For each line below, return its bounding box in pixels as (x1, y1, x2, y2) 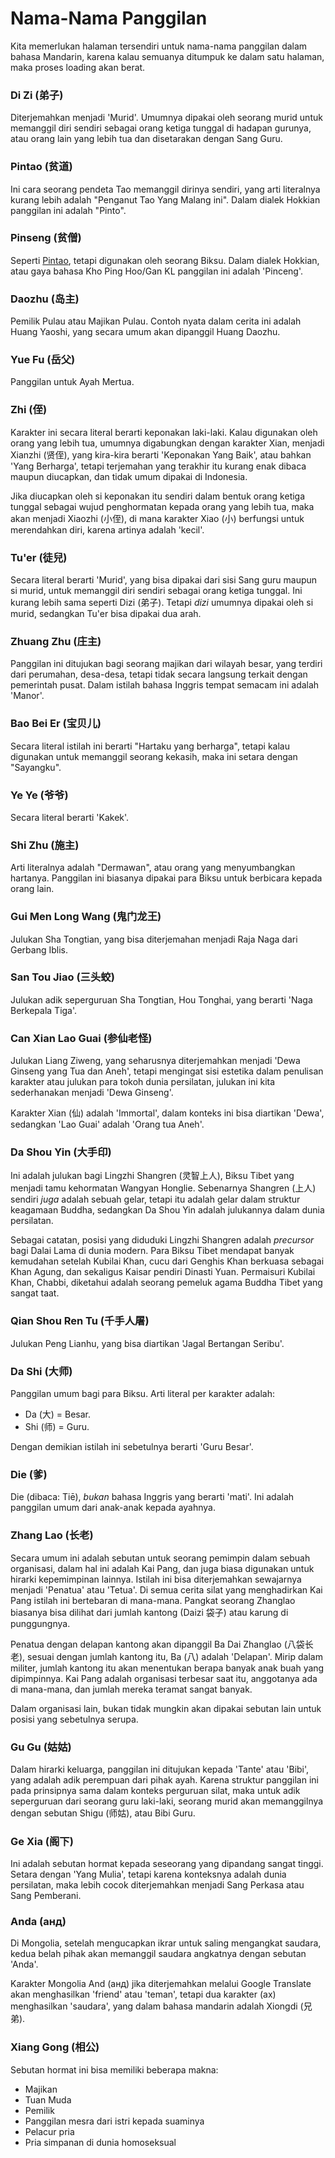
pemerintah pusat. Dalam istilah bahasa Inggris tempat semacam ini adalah (10, 679, 320, 691)
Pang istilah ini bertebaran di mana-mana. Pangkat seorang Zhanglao (10, 1594, 296, 1606)
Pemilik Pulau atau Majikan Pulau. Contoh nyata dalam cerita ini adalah (10, 315, 302, 327)
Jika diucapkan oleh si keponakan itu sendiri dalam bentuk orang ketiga (10, 490, 306, 502)
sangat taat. (10, 1287, 60, 1299)
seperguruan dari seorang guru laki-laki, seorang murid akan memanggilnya (10, 1795, 324, 1807)
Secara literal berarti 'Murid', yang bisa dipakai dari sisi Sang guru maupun (10, 574, 318, 586)
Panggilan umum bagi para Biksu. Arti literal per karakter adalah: (10, 1387, 275, 1399)
